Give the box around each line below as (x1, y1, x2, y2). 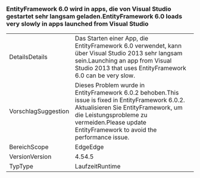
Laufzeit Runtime (74, 163, 121, 171)
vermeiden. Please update (74, 118, 147, 127)
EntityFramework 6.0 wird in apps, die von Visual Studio (6, 5, 171, 13)
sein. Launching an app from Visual (74, 57, 172, 65)
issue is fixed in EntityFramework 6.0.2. (74, 96, 186, 104)
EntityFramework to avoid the (74, 126, 157, 134)
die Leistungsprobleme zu (74, 111, 148, 119)
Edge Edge (74, 143, 104, 151)
